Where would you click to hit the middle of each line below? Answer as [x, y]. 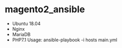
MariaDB [21, 34]
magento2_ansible [45, 9]
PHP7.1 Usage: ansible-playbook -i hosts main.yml [65, 40]
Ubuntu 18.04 [26, 23]
